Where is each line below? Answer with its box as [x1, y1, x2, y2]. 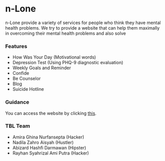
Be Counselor [12, 76, 41, 82]
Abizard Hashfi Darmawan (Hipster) [12, 144, 86, 150]
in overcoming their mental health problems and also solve [5, 30, 126, 36]
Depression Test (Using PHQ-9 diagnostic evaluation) [12, 60, 124, 66]
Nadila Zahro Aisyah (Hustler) [12, 139, 74, 145]
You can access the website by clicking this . [5, 110, 97, 116]
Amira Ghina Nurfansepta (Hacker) [12, 134, 84, 140]
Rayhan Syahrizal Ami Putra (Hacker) [12, 150, 89, 156]
